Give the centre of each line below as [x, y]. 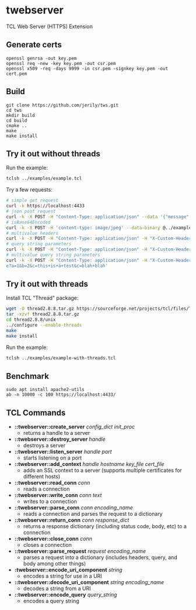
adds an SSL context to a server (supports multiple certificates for [103, 470]
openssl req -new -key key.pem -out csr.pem [61, 63]
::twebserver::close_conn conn [53, 539]
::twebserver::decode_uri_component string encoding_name [89, 582]
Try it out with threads [47, 284]
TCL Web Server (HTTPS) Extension [50, 26]
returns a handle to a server [57, 433]
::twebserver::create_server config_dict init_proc [75, 427]
